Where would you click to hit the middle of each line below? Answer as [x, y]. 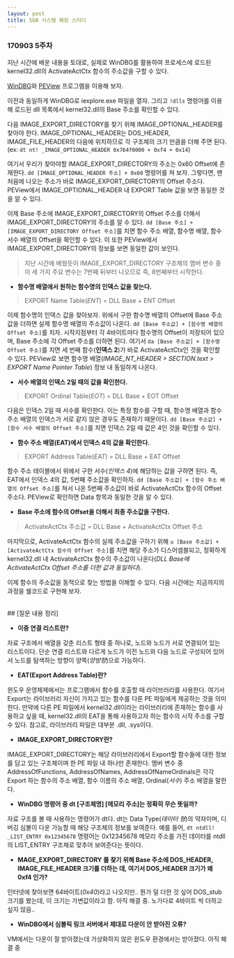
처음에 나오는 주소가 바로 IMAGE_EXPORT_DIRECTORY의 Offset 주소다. [106, 181]
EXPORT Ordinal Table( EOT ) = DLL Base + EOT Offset [101, 396]
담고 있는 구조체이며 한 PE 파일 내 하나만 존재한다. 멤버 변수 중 [99, 763]
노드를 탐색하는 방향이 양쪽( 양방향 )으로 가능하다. [80, 660]
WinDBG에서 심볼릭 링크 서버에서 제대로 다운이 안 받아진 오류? [102, 924]
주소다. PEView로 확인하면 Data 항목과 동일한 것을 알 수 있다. [91, 497]
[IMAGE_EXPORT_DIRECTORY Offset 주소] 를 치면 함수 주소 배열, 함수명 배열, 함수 [115, 231]
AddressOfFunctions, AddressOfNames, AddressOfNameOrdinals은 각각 [111, 771]
